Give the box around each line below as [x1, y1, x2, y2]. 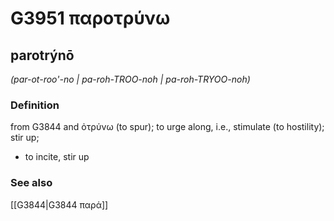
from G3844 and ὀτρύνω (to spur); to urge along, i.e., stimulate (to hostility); [10, 121, 325, 133]
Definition [10, 98, 60, 112]
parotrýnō [10, 47, 75, 64]
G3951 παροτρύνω [10, 7, 171, 30]
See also [10, 176, 53, 190]
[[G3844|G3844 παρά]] [10, 198, 109, 211]
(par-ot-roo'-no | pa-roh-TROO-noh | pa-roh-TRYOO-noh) [10, 73, 251, 85]
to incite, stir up [24, 151, 90, 163]
